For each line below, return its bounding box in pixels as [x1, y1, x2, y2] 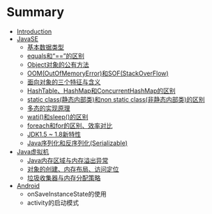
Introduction [16, 27, 52, 36]
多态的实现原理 [26, 104, 70, 112]
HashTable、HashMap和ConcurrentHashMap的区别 [26, 86, 176, 95]
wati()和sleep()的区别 [26, 112, 89, 121]
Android [16, 181, 40, 190]
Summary [6, 4, 64, 20]
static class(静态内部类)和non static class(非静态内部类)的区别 [26, 95, 205, 103]
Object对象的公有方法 [26, 60, 90, 68]
